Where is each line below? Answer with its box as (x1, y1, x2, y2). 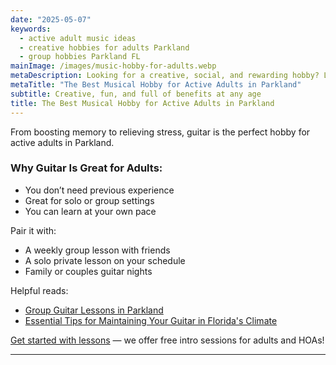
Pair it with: (10, 224, 57, 236)
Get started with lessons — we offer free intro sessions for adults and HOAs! (10, 334, 325, 346)
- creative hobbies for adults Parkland (19, 42, 190, 53)
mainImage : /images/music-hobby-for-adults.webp (10, 61, 217, 71)
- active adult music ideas (19, 33, 137, 43)
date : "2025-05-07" (10, 14, 92, 25)
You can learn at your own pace (24, 205, 157, 217)
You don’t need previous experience (24, 184, 175, 196)
